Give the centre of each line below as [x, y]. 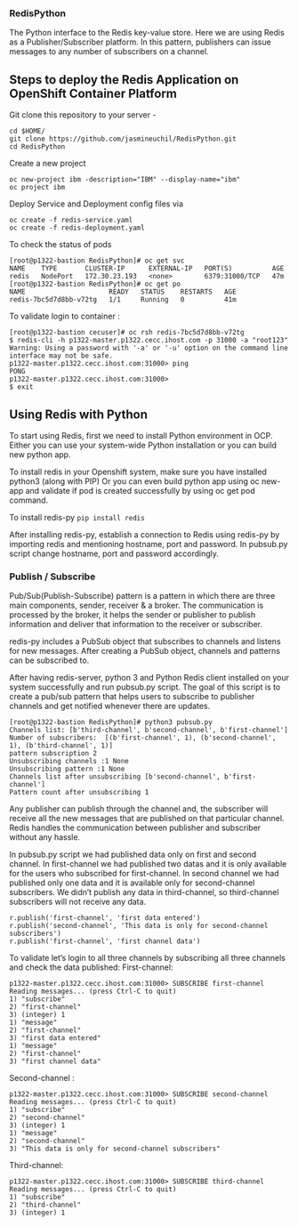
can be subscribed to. [49, 660]
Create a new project [48, 164]
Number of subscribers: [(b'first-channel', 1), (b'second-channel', [143, 738]
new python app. [40, 454]
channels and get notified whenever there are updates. [110, 706]
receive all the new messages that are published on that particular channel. [147, 819]
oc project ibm [37, 188]
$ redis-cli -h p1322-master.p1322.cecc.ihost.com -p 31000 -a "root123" [149, 341]
